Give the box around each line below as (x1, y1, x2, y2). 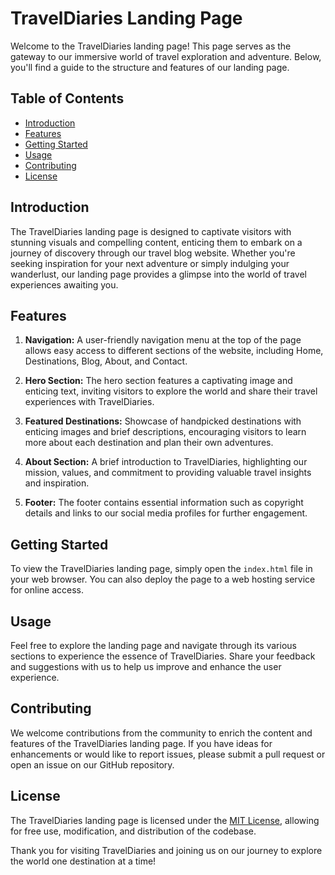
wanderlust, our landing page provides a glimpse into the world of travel (10, 268, 307, 280)
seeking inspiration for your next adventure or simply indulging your (10, 257, 290, 269)
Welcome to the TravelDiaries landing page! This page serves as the (10, 40, 292, 52)
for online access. (10, 584, 85, 596)
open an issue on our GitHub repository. (10, 758, 175, 771)
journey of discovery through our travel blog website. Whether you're (10, 247, 296, 259)
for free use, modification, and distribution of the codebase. (10, 825, 257, 837)
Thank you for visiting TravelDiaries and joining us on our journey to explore (10, 844, 323, 856)
